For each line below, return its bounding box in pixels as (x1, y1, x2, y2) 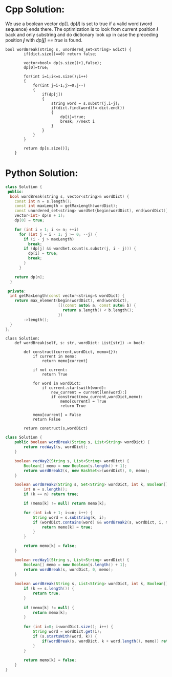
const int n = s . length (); (14, 199, 72, 204)
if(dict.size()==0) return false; (24, 51, 97, 57)
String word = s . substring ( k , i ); (32, 515, 106, 520)
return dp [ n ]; (14, 274, 45, 279)
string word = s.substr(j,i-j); (51, 101, 120, 106)
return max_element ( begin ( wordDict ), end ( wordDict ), (14, 298, 130, 304)
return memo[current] (41, 359, 88, 364)
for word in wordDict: (32, 381, 81, 386)
